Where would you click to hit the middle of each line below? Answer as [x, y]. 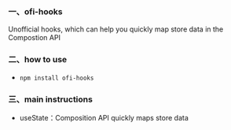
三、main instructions [50, 99]
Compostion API [35, 38]
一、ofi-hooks [35, 11]
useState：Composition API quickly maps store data [104, 117]
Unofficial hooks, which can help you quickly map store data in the [116, 29]
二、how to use [38, 60]
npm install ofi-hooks [57, 78]
